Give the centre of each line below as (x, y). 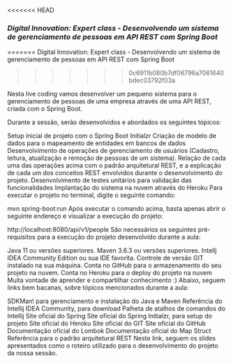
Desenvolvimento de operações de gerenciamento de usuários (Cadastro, (113, 151)
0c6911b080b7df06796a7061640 (176, 73)
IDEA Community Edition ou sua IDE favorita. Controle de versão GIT (105, 258)
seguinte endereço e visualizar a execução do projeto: (85, 216)
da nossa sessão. (32, 353)
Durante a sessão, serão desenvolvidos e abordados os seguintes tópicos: (114, 122)
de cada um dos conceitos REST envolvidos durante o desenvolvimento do (115, 173)
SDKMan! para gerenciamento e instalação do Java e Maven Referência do (115, 301)
